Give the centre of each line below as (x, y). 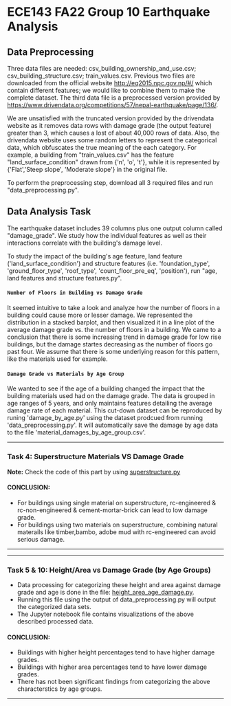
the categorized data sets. (54, 607)
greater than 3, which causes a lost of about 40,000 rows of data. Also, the (113, 133)
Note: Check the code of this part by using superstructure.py (94, 472)
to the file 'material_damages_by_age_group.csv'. (77, 432)
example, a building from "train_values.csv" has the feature (90, 155)
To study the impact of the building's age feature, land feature (95, 256)
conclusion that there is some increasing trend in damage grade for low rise (114, 337)
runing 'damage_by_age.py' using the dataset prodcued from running (105, 418)
